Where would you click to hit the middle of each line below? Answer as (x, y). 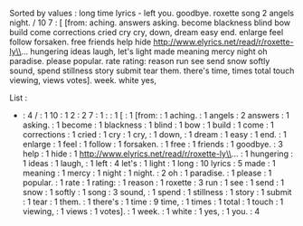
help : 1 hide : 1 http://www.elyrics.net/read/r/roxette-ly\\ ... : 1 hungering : (158, 154)
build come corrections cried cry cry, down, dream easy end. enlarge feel (147, 32)
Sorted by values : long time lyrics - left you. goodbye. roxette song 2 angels (152, 13)
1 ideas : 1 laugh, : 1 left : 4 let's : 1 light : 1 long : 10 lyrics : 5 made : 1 (149, 163)
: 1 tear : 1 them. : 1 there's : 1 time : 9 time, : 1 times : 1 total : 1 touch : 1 (153, 202)
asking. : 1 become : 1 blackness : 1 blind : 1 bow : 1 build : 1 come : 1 (148, 125)
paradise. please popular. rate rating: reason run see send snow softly (140, 61)
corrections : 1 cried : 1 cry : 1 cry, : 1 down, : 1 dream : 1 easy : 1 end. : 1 (154, 134)
